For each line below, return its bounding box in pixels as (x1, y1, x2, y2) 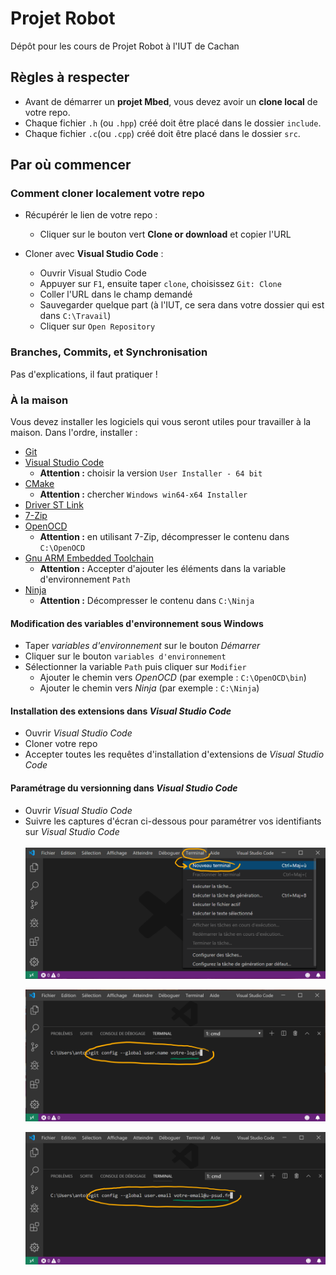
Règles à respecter (10, 69, 130, 86)
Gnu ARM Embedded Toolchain (24, 552, 155, 564)
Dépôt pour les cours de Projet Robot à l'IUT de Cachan (10, 40, 240, 52)
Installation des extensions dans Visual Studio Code (10, 705, 232, 717)
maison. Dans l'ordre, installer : (10, 427, 138, 439)
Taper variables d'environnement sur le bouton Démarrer (24, 640, 261, 652)
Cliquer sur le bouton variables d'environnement (24, 650, 227, 662)
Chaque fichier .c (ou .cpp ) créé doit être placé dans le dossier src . (24, 127, 301, 139)
